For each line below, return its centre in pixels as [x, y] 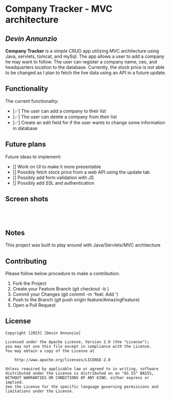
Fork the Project [30, 283]
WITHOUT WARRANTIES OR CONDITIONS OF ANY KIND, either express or [77, 378]
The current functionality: [32, 101]
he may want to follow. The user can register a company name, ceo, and [81, 62]
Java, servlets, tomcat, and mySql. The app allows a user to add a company [85, 56]
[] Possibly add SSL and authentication [53, 183]
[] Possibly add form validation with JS [53, 178]
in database [25, 128]
